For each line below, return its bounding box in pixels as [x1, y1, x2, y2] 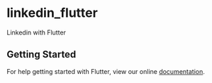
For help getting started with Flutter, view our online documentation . [6, 67, 205, 75]
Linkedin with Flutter [6, 28, 67, 37]
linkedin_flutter [6, 5, 99, 21]
